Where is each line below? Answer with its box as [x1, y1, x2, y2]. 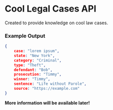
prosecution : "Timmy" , [14, 72, 62, 77]
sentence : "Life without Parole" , [14, 81, 87, 86]
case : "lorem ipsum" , [14, 48, 59, 53]
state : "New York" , [14, 53, 55, 58]
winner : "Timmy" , [14, 77, 51, 82]
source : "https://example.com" [14, 86, 80, 91]
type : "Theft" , [14, 63, 46, 68]
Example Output [5, 32, 46, 39]
